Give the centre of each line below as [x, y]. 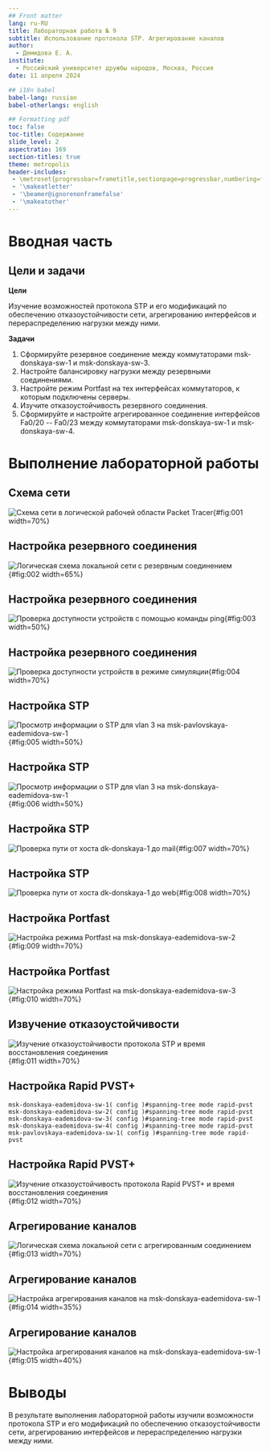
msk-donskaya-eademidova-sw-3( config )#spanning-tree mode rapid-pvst [131, 1119]
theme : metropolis [39, 164]
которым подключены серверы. [75, 397]
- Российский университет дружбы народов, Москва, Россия [115, 68]
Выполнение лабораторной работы [134, 463]
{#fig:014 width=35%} [45, 1308]
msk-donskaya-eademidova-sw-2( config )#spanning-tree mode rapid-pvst [131, 1111]
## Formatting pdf [39, 120]
